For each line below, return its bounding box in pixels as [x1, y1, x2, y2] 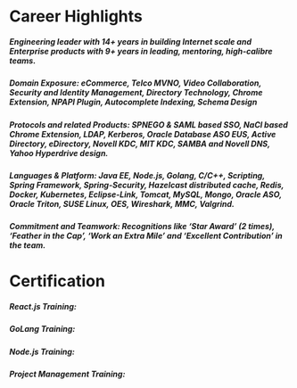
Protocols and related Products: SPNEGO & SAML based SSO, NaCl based [9, 119, 288, 130]
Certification [9, 271, 105, 292]
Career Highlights [9, 6, 143, 27]
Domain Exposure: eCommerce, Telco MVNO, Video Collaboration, [9, 78, 261, 88]
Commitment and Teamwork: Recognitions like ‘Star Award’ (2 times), [9, 221, 275, 232]
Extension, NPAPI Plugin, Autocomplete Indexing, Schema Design [9, 96, 258, 108]
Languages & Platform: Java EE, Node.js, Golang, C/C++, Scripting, [9, 169, 266, 180]
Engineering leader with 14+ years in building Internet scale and [9, 36, 252, 46]
